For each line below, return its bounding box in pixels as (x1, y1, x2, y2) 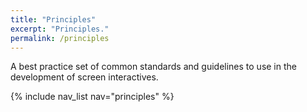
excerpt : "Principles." (10, 24, 110, 34)
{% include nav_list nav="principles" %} (10, 91, 175, 103)
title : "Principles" (10, 14, 97, 25)
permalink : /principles (10, 33, 110, 43)
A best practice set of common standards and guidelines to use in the (10, 61, 297, 73)
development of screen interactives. (10, 71, 159, 83)
